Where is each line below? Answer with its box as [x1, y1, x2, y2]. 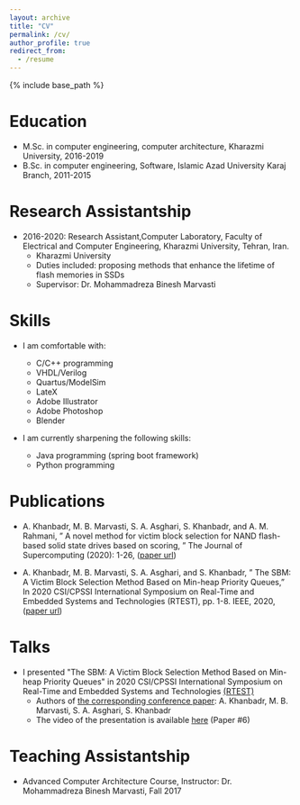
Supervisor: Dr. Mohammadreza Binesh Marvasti [35, 278, 216, 289]
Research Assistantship [9, 202, 192, 222]
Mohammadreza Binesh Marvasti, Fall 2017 [22, 785, 182, 796]
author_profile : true [9, 38, 91, 48]
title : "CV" [9, 22, 54, 31]
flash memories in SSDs [35, 269, 125, 280]
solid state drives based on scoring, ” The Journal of [48, 539, 243, 550]
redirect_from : [9, 47, 67, 56]
